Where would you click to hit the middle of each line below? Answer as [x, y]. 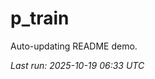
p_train [40, 18]
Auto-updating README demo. [74, 46]
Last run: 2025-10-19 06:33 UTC [77, 65]
